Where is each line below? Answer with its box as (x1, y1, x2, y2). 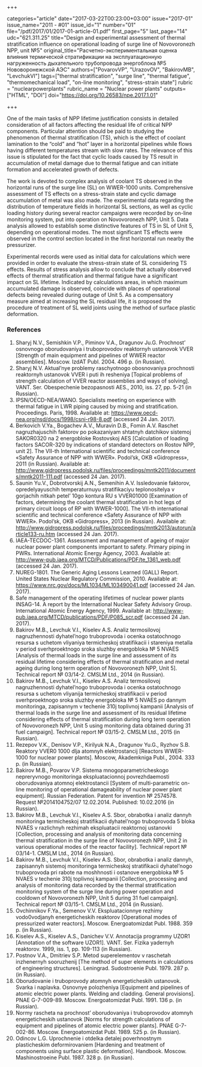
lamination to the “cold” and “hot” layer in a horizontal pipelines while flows (7, 141, 192, 147)
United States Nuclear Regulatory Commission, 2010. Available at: (15, 575, 178, 583)
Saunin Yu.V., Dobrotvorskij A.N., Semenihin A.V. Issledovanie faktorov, (15, 479, 191, 487)
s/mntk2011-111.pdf (15, 473, 62, 481)
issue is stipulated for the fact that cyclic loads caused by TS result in (7, 153, 179, 160)
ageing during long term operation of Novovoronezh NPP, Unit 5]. (15, 664, 177, 672)
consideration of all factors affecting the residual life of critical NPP (7, 121, 173, 128)
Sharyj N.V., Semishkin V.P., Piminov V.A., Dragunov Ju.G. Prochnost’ (15, 339, 186, 346)
